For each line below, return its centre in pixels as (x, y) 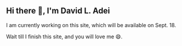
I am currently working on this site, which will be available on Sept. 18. (91, 25)
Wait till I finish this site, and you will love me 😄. (64, 37)
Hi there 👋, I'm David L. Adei (58, 11)
